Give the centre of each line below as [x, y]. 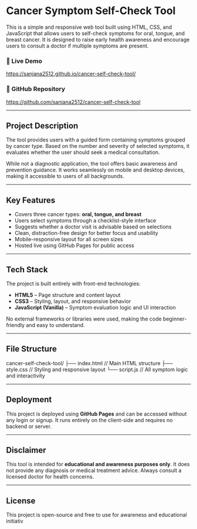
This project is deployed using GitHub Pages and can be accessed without [96, 414]
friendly [16, 325]
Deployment [29, 400]
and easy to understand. [55, 325]
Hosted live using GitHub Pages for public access [74, 245]
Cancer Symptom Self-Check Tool [91, 11]
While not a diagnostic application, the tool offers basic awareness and [92, 164]
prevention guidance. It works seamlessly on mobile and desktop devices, [95, 170]
